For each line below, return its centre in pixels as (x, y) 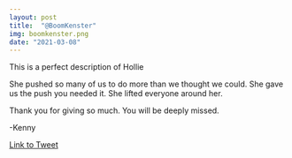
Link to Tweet (34, 145)
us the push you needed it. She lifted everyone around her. (116, 94)
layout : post (33, 17)
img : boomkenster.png (49, 34)
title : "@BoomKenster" (53, 26)
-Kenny (23, 128)
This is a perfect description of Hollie (77, 67)
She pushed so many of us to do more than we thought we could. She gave (146, 84)
